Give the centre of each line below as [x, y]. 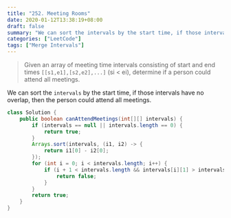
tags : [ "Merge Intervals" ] [46, 45]
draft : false [26, 26]
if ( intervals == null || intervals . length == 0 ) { [108, 125]
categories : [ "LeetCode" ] [44, 39]
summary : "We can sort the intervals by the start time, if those [104, 33]
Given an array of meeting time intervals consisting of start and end [119, 65]
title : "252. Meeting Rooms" [49, 13]
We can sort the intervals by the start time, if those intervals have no [106, 93]
